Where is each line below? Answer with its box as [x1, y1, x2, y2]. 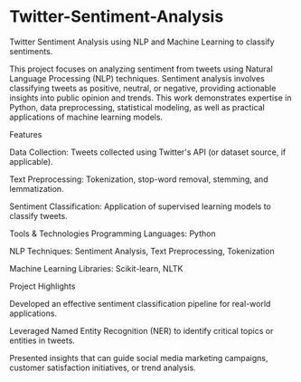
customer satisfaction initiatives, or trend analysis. [9, 362, 196, 373]
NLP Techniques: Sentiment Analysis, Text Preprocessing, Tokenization [9, 245, 275, 256]
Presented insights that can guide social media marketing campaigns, [9, 352, 268, 363]
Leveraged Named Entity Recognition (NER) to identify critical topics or [9, 325, 274, 336]
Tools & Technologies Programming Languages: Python [9, 228, 216, 239]
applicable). [9, 156, 53, 167]
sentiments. [9, 45, 53, 56]
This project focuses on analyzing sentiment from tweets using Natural [9, 63, 273, 74]
